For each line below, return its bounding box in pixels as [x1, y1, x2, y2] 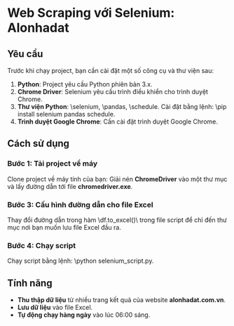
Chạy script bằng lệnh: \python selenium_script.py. [7, 256, 154, 265]
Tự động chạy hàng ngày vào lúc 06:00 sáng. [17, 311, 151, 319]
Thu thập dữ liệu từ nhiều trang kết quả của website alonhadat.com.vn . [17, 296, 226, 304]
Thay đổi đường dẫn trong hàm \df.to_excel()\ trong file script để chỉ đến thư [7, 216, 227, 224]
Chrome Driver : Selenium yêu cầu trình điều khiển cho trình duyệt [17, 88, 209, 96]
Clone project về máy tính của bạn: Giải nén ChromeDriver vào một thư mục [7, 174, 228, 183]
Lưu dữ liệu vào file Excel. [17, 304, 93, 312]
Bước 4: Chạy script [7, 240, 76, 250]
